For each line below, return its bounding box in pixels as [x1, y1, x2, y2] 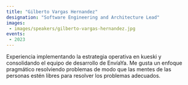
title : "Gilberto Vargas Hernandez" [6, 8, 98, 15]
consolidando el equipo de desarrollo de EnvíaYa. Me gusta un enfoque [6, 59, 183, 66]
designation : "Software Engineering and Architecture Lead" [6, 14, 160, 20]
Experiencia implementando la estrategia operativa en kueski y [6, 53, 162, 60]
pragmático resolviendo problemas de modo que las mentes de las [6, 66, 172, 72]
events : [6, 31, 26, 37]
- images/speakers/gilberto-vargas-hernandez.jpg [8, 25, 136, 32]
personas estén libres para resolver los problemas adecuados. [6, 72, 161, 79]
